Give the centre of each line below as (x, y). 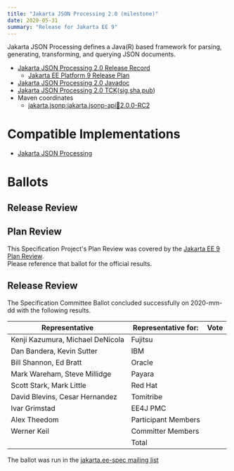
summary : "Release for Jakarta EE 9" (63, 27)
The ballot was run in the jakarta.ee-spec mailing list (83, 460)
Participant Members (165, 420)
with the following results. (54, 310)
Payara (143, 374)
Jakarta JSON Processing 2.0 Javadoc (73, 83)
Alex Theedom (35, 420)
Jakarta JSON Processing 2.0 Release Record (84, 68)
